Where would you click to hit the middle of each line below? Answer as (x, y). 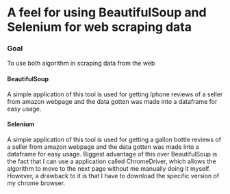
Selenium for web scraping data (100, 27)
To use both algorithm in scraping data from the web (81, 64)
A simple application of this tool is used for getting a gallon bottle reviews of (114, 139)
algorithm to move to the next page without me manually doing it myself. (109, 168)
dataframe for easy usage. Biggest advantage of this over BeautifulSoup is (112, 154)
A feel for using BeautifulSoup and (107, 13)
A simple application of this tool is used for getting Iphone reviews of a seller (115, 94)
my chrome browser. (36, 183)
